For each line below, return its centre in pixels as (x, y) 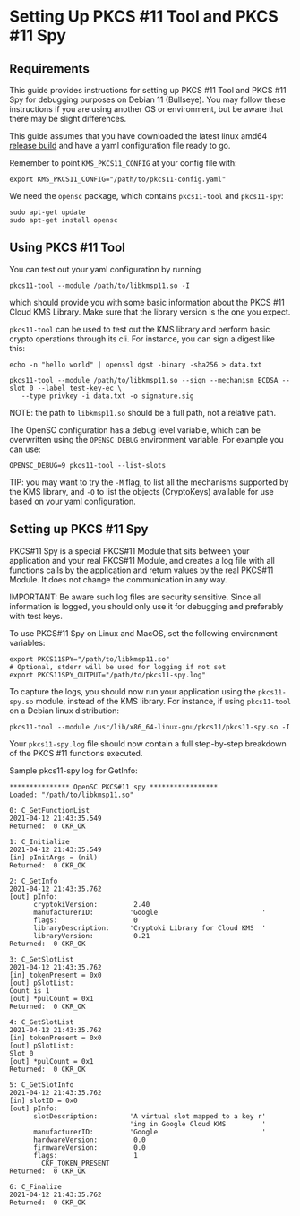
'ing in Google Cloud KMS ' (198, 1124)
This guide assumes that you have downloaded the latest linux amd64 (138, 136)
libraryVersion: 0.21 (91, 936)
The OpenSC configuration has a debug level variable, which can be (135, 430)
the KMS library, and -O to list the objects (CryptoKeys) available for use (142, 491)
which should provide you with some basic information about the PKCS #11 (147, 302)
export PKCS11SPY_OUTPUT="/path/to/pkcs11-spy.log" (107, 675)
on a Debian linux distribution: (64, 711)
